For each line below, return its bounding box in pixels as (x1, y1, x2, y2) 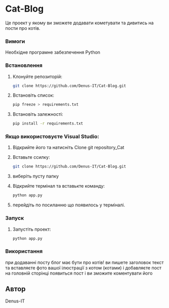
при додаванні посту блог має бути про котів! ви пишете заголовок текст (5, 259, 164, 266)
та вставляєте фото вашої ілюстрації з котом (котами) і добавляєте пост (5, 265, 162, 271)
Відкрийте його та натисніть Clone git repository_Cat (12, 145, 124, 151)
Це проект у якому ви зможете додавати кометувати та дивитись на (5, 20, 154, 26)
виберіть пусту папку (12, 173, 59, 180)
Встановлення (5, 62, 43, 69)
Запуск (5, 214, 24, 222)
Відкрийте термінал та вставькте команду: (12, 183, 105, 189)
